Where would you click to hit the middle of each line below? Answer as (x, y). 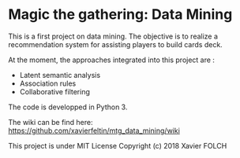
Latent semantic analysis (60, 75)
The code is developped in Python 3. (68, 107)
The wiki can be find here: (51, 122)
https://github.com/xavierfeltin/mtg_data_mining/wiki (94, 130)
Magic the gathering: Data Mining (120, 15)
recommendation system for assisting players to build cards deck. (115, 44)
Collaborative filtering (55, 91)
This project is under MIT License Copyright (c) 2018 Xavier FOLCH (118, 145)
